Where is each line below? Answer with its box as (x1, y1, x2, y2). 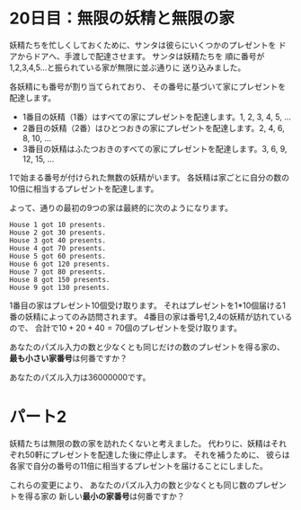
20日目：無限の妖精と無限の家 (9, 8, 235, 29)
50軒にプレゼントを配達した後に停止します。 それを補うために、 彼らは (24, 449, 290, 460)
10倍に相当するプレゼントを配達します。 (9, 183, 159, 194)
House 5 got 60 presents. (9, 251, 106, 260)
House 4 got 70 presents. (9, 243, 106, 252)
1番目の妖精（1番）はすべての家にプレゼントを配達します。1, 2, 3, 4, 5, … (22, 111, 292, 122)
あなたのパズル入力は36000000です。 (9, 372, 151, 382)
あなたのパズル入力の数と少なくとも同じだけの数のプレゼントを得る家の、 (9, 341, 285, 352)
